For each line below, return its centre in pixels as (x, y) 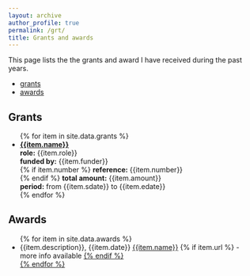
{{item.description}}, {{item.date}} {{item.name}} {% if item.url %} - (129, 247)
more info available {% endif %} (72, 255)
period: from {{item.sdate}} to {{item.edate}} (93, 187)
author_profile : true (44, 23)
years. (19, 69)
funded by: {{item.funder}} (64, 161)
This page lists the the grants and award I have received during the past (125, 60)
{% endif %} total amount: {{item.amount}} (91, 178)
